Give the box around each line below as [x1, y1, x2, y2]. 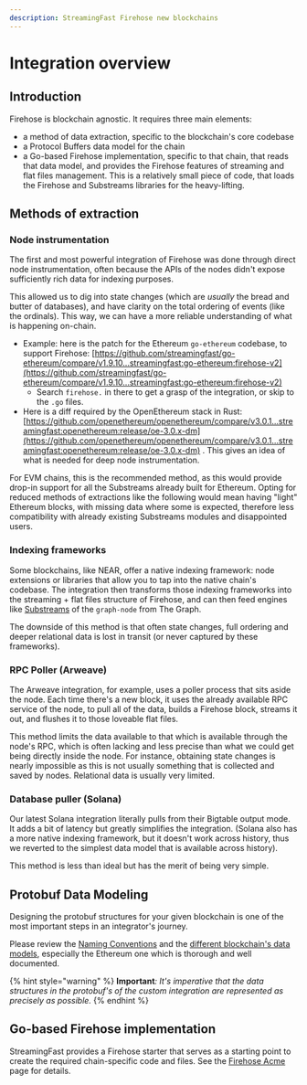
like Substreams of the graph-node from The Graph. [9, 603, 202, 614]
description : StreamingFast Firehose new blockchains [9, 13, 219, 23]
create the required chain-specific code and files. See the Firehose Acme [9, 1055, 286, 1066]
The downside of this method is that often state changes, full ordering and [9, 621, 290, 632]
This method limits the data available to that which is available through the [9, 730, 288, 741]
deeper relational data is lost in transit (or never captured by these [9, 631, 259, 642]
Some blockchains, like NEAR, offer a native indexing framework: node [9, 564, 275, 576]
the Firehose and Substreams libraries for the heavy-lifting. [22, 179, 245, 190]
